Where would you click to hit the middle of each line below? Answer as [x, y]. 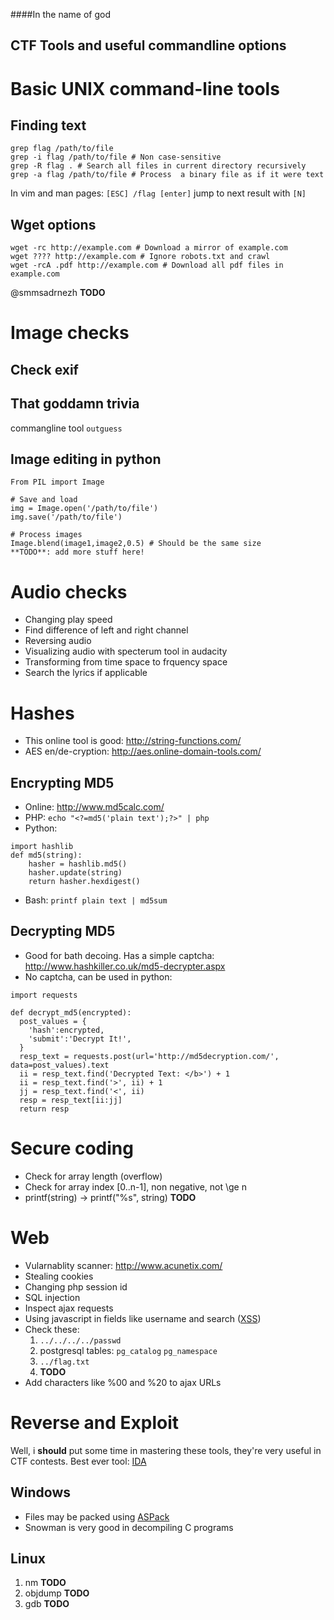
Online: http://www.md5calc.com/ [94, 807]
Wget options [53, 224]
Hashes [42, 713]
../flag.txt [64, 1362]
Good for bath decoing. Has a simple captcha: [119, 955]
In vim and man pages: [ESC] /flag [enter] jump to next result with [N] [158, 193]
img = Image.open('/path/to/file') [84, 509]
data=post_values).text [60, 1065]
